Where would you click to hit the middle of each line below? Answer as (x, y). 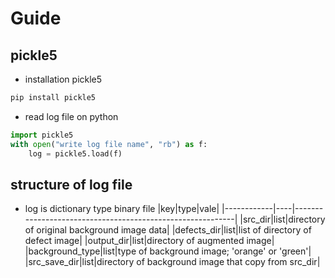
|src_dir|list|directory (282, 219)
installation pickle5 (63, 79)
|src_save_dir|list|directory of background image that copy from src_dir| (172, 262)
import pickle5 (42, 135)
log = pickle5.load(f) (75, 153)
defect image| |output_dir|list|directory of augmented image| (149, 241)
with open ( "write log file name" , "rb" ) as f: (109, 144)
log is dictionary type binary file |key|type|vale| (122, 209)
